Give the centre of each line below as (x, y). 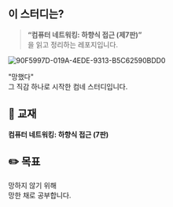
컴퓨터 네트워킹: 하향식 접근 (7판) (59, 134)
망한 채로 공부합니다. (40, 195)
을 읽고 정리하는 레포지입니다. (73, 44)
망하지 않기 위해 (33, 186)
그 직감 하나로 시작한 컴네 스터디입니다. (68, 86)
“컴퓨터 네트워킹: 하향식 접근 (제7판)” (85, 35)
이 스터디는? (36, 14)
